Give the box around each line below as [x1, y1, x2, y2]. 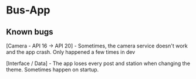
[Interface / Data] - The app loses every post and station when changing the [6, 60, 191, 67]
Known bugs [6, 27, 54, 37]
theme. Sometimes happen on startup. [6, 66, 99, 73]
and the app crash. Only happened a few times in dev [6, 49, 136, 56]
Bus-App [6, 4, 50, 17]
